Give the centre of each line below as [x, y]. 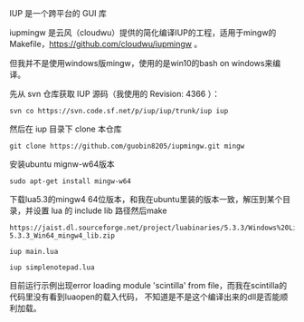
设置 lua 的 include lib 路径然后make [100, 210]
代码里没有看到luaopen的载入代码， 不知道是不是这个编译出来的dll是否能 [145, 297]
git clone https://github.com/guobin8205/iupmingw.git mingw [127, 146]
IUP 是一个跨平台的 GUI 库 [58, 13]
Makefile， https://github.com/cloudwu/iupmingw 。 [106, 44]
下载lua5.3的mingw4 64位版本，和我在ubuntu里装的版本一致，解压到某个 [146, 199]
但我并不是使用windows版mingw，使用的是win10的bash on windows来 [141, 63]
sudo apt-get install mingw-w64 [70, 181]
